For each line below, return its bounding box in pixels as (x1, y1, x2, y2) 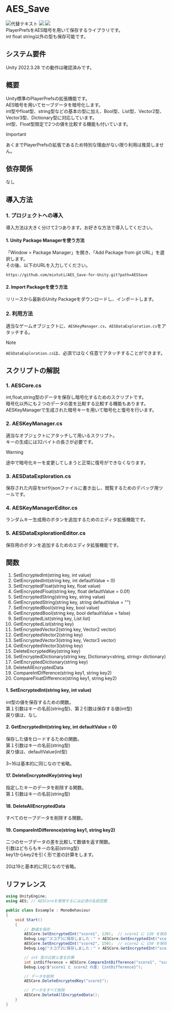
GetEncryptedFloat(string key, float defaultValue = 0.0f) (13, 588, 130, 594)
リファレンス (6, 880, 46, 888)
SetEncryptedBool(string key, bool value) (13, 605, 100, 611)
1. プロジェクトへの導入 (6, 212, 63, 219)
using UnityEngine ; (6, 894, 47, 899)
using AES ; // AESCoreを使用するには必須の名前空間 (6, 899, 107, 904)
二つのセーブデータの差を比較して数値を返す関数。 (6, 839, 113, 845)
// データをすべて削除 (24, 987, 65, 993)
